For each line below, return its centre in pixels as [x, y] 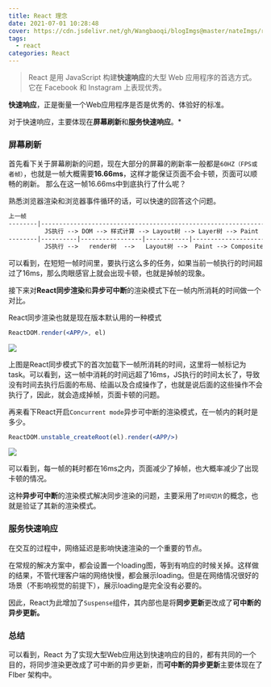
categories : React [39, 53]
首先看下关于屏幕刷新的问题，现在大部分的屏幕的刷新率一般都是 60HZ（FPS [130, 164]
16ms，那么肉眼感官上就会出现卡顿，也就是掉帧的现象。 [116, 273]
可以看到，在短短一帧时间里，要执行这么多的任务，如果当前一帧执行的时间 [132, 262]
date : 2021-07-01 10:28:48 [54, 23]
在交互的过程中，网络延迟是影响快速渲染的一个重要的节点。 [107, 548]
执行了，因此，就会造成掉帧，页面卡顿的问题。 [86, 394]
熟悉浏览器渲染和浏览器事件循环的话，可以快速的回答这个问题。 [114, 201]
